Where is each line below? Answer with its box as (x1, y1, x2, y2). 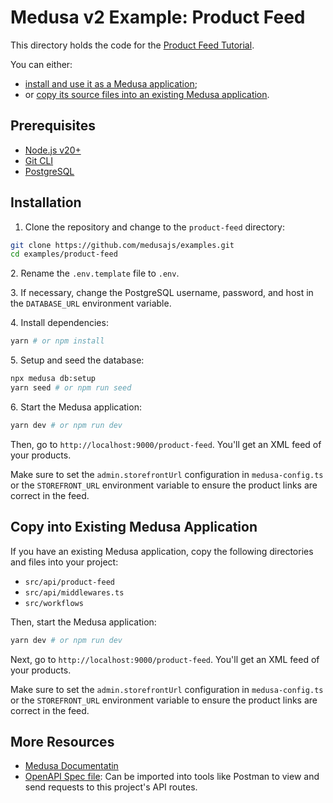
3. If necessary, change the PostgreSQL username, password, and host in (10, 287, 314, 299)
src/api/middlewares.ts (24, 587, 125, 598)
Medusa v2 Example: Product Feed (10, 6, 306, 29)
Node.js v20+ (24, 144, 82, 156)
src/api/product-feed (24, 577, 115, 587)
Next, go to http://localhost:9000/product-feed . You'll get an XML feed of (10, 653, 320, 665)
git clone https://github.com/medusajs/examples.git (10, 240, 235, 250)
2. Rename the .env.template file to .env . (10, 267, 180, 280)
